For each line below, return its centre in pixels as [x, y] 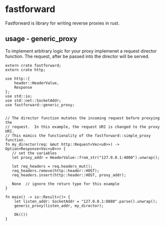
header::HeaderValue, [36, 83]
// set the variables [34, 153]
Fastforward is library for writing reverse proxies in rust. [62, 23]
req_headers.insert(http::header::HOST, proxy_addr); [69, 175]
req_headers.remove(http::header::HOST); [55, 171]
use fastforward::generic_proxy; [40, 105]
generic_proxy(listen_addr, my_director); [59, 206]
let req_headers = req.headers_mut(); [52, 166]
